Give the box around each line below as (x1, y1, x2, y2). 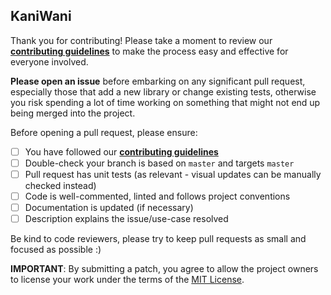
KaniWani (10, 8, 72, 25)
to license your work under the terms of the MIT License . (10, 274, 245, 286)
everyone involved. (10, 55, 89, 68)
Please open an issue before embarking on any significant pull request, (10, 75, 306, 87)
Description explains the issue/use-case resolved (24, 213, 229, 225)
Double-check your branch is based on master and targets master (24, 157, 295, 169)
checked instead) (24, 180, 97, 191)
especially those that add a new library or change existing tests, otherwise (10, 85, 317, 98)
